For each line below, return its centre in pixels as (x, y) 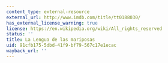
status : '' (20, 34)
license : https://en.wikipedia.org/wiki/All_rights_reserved (84, 28)
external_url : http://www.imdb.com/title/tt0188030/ (73, 17)
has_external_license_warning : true (52, 23)
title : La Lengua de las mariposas (51, 40)
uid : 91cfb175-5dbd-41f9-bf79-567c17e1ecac (61, 46)
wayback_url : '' (26, 51)
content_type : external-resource (48, 12)
